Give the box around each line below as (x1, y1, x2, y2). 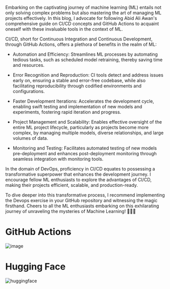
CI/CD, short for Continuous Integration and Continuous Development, (5, 36, 153, 42)
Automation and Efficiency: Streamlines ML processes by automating (12, 51, 158, 57)
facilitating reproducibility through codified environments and (12, 83, 142, 89)
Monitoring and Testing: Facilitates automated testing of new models (12, 145, 157, 151)
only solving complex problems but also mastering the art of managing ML (5, 10, 162, 16)
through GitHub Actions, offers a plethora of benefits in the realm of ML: (5, 41, 157, 47)
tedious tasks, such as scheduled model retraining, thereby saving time (12, 57, 163, 63)
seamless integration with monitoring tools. (12, 156, 104, 162)
